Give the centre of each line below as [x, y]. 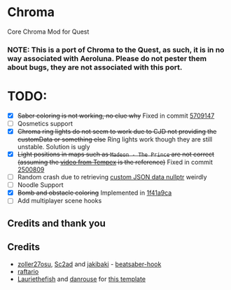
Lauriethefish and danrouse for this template [81, 279]
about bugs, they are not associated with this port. [95, 67]
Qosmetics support [45, 123]
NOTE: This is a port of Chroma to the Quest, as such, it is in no [116, 50]
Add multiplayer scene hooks [59, 201]
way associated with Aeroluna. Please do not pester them [107, 58]
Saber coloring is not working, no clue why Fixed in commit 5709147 [116, 116]
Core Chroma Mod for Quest [48, 32]
